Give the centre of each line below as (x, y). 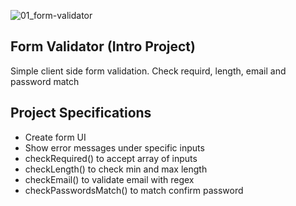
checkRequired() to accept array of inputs (111, 158)
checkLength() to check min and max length (116, 169)
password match (45, 81)
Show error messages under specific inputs (114, 147)
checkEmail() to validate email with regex (109, 179)
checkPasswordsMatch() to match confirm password (134, 190)
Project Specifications (81, 113)
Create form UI (55, 137)
